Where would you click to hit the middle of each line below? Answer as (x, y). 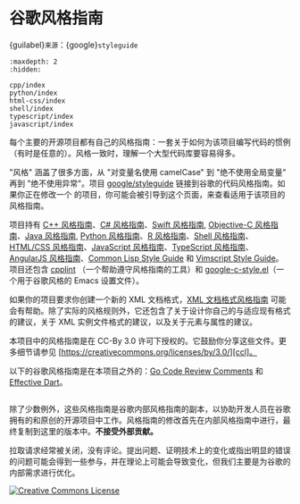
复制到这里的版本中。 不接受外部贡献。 (87, 431)
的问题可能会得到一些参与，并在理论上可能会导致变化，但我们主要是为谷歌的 (150, 461)
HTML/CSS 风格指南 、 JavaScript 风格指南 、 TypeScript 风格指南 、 (132, 247)
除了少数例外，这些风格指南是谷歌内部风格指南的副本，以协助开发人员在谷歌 (150, 408)
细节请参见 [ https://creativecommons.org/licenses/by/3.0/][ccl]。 (137, 352)
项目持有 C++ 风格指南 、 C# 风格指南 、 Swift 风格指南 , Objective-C (131, 224)
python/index (33, 93)
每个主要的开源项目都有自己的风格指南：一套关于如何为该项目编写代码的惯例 (150, 142)
